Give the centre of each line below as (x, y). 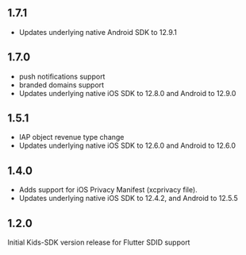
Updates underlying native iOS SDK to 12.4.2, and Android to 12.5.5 (129, 199)
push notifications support (62, 76)
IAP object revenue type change (71, 137)
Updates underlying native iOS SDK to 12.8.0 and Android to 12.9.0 (127, 93)
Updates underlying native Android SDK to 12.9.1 (98, 32)
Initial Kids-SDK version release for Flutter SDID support (99, 242)
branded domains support (61, 85)
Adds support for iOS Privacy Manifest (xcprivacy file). (108, 190)
